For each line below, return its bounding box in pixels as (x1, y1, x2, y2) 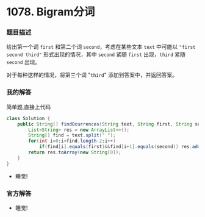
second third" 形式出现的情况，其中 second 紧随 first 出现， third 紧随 (6, 51, 186, 58)
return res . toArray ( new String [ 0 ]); (28, 149, 121, 155)
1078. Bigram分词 (6, 5, 95, 19)
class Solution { (6, 115, 51, 121)
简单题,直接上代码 (6, 103, 51, 110)
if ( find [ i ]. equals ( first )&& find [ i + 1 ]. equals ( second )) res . (38, 144, 192, 150)
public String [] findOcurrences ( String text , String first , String (17, 121, 192, 127)
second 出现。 (6, 59, 41, 66)
